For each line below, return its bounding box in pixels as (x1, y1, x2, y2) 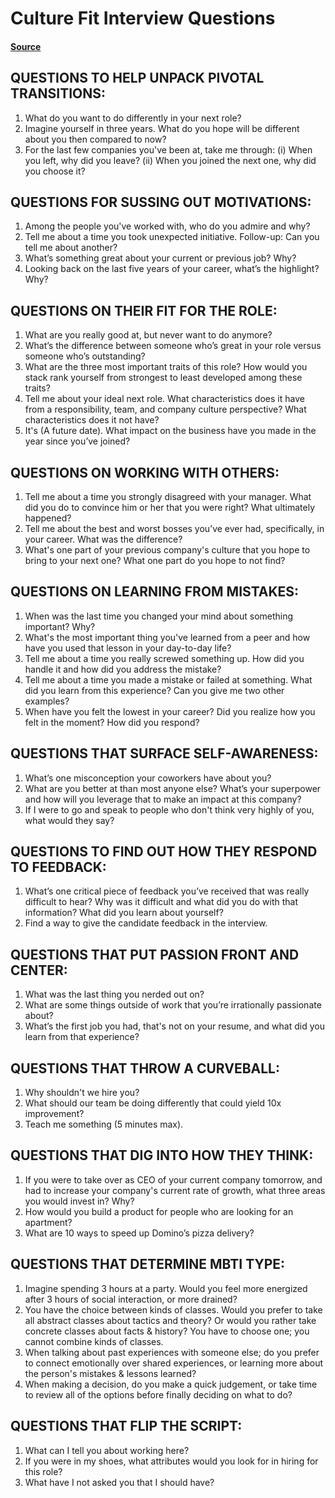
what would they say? (24, 814, 115, 826)
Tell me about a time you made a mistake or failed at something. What (24, 673, 313, 686)
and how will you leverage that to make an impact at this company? (24, 793, 302, 805)
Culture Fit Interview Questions (10, 7, 276, 30)
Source (10, 40, 42, 52)
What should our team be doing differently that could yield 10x (24, 1097, 282, 1109)
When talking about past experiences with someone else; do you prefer (24, 1346, 320, 1358)
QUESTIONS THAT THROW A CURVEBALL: (10, 1060, 281, 1077)
